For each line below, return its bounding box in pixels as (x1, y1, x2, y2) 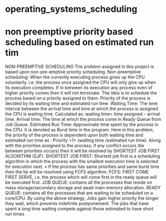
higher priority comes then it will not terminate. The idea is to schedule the (5, 90, 157, 96)
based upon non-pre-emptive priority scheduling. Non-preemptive (5, 69, 141, 75)
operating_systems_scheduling (5, 3, 138, 15)
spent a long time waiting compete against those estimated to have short (5, 206, 154, 212)
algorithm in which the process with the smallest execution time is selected (5, 159, 159, 165)
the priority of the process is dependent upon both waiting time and (5, 132, 144, 138)
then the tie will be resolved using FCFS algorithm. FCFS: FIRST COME (5, 169, 149, 175)
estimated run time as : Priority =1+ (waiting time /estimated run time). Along (5, 137, 161, 143)
